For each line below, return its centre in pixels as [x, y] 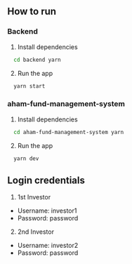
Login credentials [46, 180]
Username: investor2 [48, 246]
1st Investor [34, 197]
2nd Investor [36, 232]
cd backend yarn [37, 60]
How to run [32, 12]
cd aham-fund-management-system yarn [69, 132]
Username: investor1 [47, 211]
